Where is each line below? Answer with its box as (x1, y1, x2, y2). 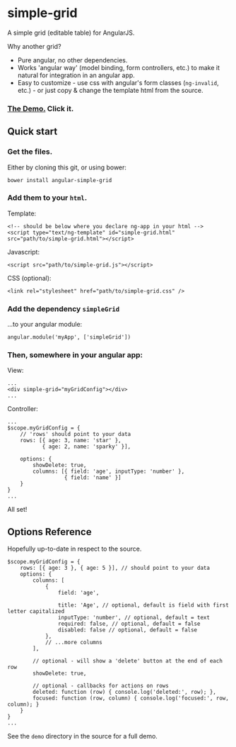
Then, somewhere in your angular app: (7, 350, 143, 360)
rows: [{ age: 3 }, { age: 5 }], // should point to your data (20, 565, 211, 572)
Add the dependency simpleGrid (7, 303, 120, 313)
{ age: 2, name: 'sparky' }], (42, 443, 131, 451)
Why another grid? (7, 42, 61, 50)
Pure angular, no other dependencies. (17, 55, 128, 64)
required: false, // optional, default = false (57, 620, 201, 628)
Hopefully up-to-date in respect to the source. (7, 544, 142, 554)
